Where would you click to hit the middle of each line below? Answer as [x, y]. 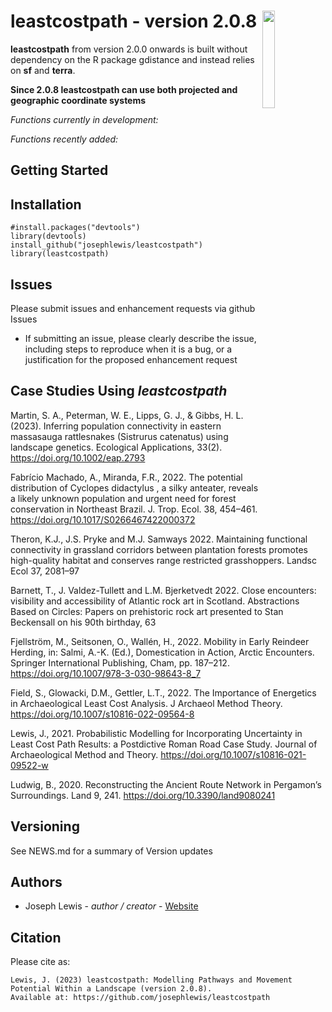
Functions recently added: [64, 139]
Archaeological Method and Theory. [84, 754]
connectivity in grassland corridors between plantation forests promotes [159, 549]
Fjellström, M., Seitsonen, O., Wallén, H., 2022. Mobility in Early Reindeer [160, 641]
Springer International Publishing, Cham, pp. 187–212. [120, 662]
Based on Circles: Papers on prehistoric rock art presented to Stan [147, 611]
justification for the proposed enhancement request [131, 359]
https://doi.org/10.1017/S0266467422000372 [103, 519]
